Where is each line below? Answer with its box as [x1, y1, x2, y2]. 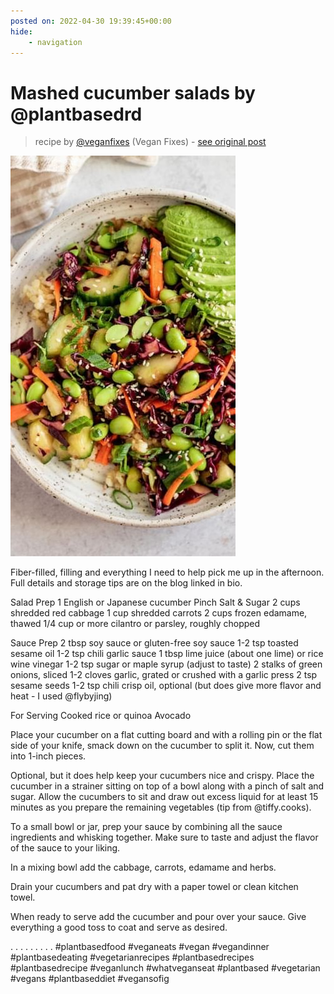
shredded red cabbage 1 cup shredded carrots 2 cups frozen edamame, [10, 607, 308, 619]
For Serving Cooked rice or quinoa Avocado [10, 710, 192, 722]
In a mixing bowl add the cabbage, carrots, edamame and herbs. [10, 861, 277, 874]
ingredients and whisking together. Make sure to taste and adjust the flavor [10, 831, 319, 844]
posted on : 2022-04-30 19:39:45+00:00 [10, 16, 172, 26]
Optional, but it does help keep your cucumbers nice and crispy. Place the [10, 770, 315, 782]
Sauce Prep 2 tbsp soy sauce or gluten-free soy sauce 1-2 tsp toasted [10, 637, 299, 649]
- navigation [28, 37, 83, 47]
